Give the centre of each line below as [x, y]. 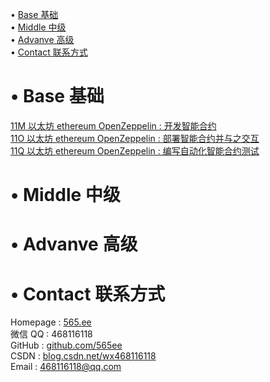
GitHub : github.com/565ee [66, 345]
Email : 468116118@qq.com [66, 367]
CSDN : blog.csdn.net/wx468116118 [83, 356]
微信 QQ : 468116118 [51, 334]
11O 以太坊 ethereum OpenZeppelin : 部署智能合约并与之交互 [135, 138]
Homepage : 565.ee [51, 322]
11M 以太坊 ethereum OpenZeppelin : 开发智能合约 [113, 125]
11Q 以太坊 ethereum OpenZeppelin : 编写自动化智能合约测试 [135, 150]
